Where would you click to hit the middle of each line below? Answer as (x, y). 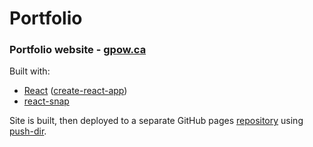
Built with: (30, 71)
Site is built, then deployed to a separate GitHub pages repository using (156, 121)
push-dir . (28, 131)
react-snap (46, 101)
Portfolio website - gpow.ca (78, 50)
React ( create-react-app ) (75, 91)
